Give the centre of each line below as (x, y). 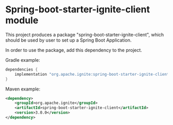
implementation (31, 74)
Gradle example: (23, 60)
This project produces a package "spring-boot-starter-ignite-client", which (85, 34)
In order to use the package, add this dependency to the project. (74, 50)
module (22, 20)
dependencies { (22, 69)
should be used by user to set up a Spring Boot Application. (68, 40)
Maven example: (23, 89)
